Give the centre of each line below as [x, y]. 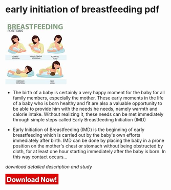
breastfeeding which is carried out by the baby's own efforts [77, 135]
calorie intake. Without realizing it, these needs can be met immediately [88, 114]
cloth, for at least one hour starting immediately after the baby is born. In [89, 151]
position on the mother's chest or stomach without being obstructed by [88, 146]
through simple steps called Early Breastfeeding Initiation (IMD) [79, 119]
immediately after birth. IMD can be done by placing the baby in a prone [89, 140]
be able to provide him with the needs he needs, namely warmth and [85, 109]
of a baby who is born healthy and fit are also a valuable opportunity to [87, 103]
